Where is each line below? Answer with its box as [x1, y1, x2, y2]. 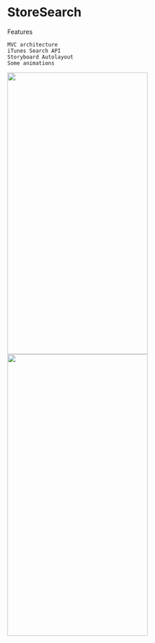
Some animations [7, 59, 55, 67]
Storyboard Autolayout [7, 54, 74, 61]
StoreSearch [7, 4, 82, 20]
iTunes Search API [7, 47, 61, 54]
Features [7, 27, 33, 36]
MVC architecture [7, 41, 58, 48]
